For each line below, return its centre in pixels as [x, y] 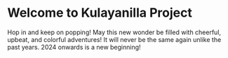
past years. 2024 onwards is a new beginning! [74, 47]
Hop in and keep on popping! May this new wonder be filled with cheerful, [114, 32]
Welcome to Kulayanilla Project [100, 13]
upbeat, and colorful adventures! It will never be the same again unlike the [114, 39]
